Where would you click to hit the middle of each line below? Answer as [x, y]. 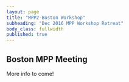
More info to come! [30, 73]
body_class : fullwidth [35, 29]
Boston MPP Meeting [47, 59]
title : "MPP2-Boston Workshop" [46, 18]
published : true [27, 35]
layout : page [23, 12]
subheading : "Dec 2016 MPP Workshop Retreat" [65, 23]
